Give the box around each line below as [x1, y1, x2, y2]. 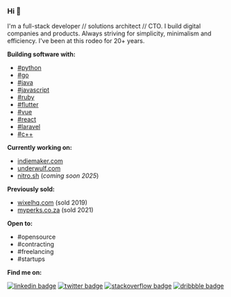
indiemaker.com [17, 157, 64, 165]
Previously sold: [7, 185, 55, 194]
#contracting [17, 240, 54, 248]
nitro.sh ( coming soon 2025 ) [17, 171, 99, 180]
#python [17, 64, 42, 72]
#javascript [17, 86, 50, 94]
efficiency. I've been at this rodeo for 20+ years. [7, 37, 145, 45]
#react [17, 115, 37, 124]
